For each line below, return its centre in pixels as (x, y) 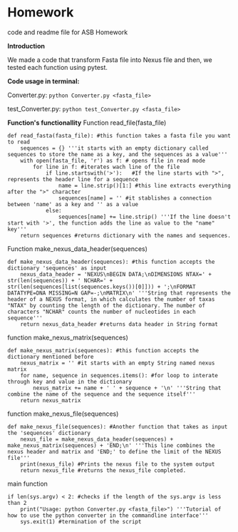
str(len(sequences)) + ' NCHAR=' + (60, 280)
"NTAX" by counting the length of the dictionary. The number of (106, 305)
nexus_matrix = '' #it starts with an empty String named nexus (118, 363)
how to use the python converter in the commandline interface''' (108, 515)
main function (28, 484)
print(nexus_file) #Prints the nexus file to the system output (118, 464)
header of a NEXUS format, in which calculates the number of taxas (111, 299)
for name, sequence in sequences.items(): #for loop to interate (119, 375)
